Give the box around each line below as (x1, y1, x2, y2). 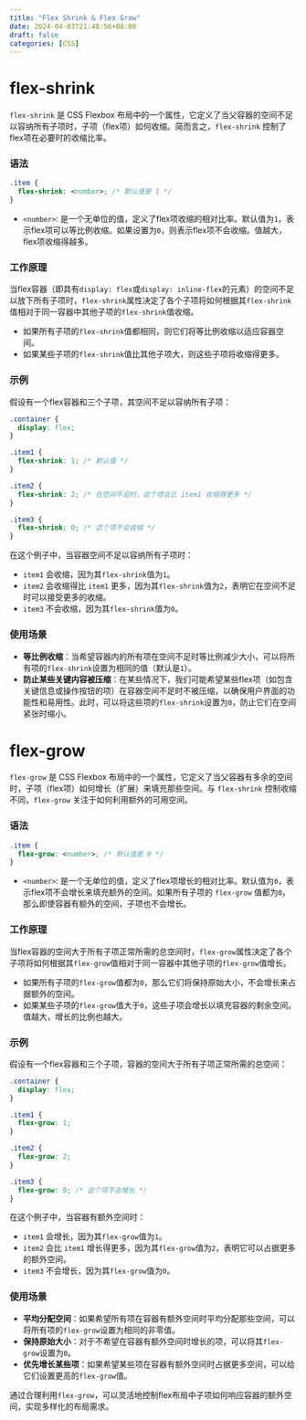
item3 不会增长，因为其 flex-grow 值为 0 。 (22, 1266, 175, 1277)
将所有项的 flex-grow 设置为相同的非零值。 (22, 1324, 181, 1335)
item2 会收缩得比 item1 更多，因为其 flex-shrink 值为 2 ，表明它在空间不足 (22, 581, 297, 592)
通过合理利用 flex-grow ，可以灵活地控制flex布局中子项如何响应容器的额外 (9, 1389, 285, 1400)
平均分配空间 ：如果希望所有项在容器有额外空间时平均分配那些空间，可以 (22, 1312, 295, 1324)
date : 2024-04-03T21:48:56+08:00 (9, 22, 137, 31)
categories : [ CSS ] (9, 38, 79, 48)
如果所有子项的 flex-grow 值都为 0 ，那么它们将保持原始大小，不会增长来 (22, 976, 289, 987)
